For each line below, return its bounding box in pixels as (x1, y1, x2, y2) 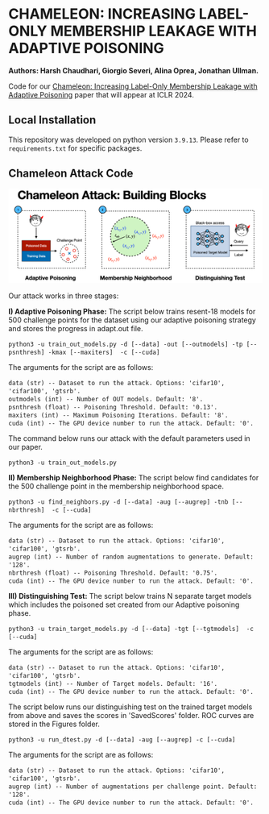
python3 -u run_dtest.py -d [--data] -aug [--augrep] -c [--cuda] (8, 736, 236, 744)
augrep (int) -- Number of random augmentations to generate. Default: (8, 553, 254, 561)
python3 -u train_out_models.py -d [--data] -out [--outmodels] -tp (8, 340, 243, 349)
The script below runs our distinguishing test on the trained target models (8, 702, 253, 712)
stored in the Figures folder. (8, 719, 101, 729)
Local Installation (8, 114, 97, 127)
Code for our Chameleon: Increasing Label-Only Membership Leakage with (8, 81, 258, 91)
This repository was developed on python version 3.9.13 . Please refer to (8, 135, 249, 144)
